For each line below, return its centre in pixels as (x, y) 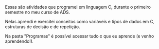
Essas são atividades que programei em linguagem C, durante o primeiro (78, 7)
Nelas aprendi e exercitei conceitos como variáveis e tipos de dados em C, (80, 22)
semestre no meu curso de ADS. (38, 12)
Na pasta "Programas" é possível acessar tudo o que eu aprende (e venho (79, 36)
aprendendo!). (19, 41)
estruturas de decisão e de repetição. (43, 27)
